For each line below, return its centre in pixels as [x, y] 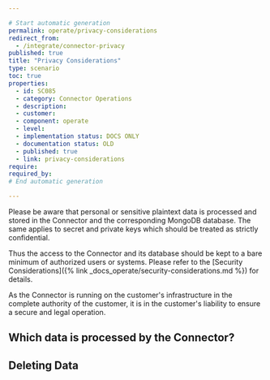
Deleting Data [43, 365]
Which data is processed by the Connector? [122, 338]
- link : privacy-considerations [71, 159]
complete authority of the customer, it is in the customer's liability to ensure [135, 304]
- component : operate [52, 121]
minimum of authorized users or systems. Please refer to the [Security [126, 262]
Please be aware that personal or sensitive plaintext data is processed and [133, 212]
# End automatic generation [56, 182]
